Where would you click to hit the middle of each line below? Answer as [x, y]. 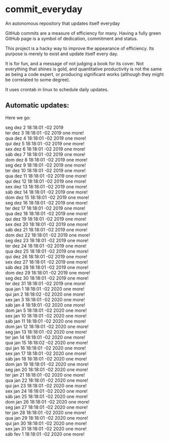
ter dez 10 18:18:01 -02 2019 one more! [46, 170]
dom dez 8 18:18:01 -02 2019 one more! [46, 159]
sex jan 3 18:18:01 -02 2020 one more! [45, 299]
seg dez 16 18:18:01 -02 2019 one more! [46, 203]
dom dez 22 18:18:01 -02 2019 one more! [48, 235]
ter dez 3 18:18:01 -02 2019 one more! [45, 133]
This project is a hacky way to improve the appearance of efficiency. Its [80, 48]
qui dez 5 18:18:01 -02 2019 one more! [45, 143]
